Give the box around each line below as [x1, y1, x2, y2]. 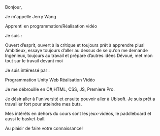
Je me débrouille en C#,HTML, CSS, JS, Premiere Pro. [5, 86, 115, 92]
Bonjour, [5, 4, 22, 10]
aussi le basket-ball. [5, 116, 46, 122]
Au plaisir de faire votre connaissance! [5, 125, 83, 131]
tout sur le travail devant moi [5, 58, 63, 63]
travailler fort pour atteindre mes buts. [5, 101, 82, 107]
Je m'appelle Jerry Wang [5, 14, 57, 19]
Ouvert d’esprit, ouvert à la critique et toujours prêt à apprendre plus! [5, 42, 145, 48]
